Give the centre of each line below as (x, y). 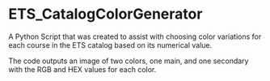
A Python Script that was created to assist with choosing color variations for (135, 36)
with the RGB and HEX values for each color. (82, 69)
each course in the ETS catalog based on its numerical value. (110, 45)
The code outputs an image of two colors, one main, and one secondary (129, 61)
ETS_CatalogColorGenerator (105, 14)
